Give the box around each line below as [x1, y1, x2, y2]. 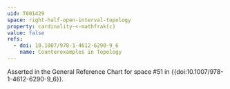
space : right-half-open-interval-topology [7, 17, 131, 23]
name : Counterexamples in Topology [19, 49, 122, 56]
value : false [7, 29, 45, 37]
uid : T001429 [7, 10, 45, 17]
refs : [7, 36, 23, 43]
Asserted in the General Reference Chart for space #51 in [7, 67, 171, 76]
